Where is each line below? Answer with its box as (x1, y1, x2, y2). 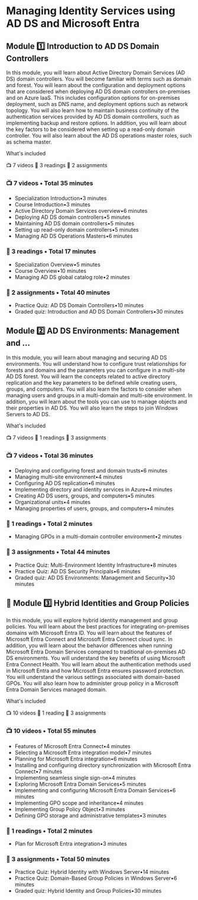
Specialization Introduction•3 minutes (14, 194, 107, 202)
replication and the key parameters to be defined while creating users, (6, 379, 177, 386)
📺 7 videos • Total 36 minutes (6, 451, 93, 459)
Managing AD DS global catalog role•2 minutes (14, 273, 130, 280)
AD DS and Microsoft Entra (6, 17, 140, 30)
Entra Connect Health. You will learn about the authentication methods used (6, 661, 191, 668)
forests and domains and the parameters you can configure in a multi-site (6, 366, 186, 374)
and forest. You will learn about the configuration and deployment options (6, 82, 186, 88)
